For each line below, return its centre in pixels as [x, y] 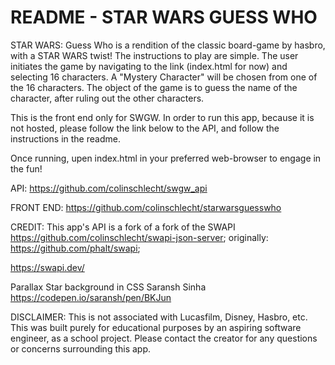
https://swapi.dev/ [47, 267]
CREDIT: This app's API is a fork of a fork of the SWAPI [123, 227]
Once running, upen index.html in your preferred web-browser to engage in [166, 158]
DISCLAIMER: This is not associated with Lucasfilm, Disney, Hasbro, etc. [159, 317]
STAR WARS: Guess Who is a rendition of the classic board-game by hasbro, [168, 45]
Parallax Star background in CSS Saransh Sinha [108, 287]
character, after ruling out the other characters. [107, 98]
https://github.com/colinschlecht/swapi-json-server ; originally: [139, 237]
